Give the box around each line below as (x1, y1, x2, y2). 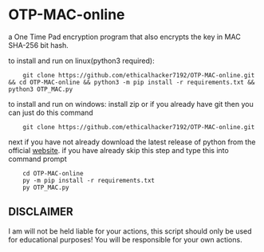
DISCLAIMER (8, 205, 73, 219)
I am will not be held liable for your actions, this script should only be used (8, 226, 253, 236)
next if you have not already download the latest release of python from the (8, 137, 256, 147)
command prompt (8, 154, 67, 163)
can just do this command (8, 108, 93, 117)
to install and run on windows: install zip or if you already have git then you (8, 99, 254, 108)
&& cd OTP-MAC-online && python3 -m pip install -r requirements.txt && (8, 78, 255, 86)
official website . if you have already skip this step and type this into (8, 145, 229, 155)
